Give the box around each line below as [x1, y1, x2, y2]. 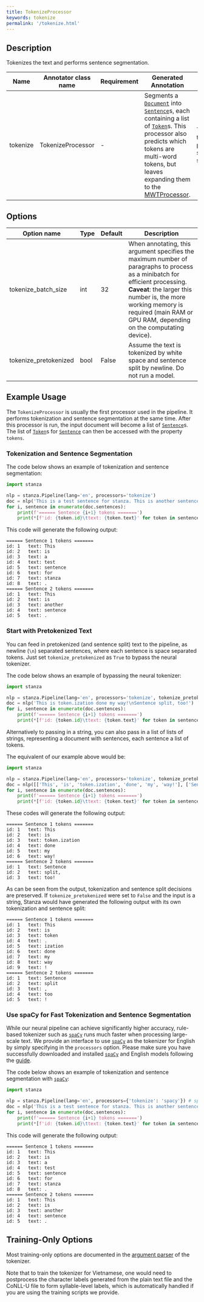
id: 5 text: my [6, 848, 50, 854]
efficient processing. [128, 278, 187, 286]
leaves [144, 168, 163, 176]
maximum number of [128, 255, 188, 263]
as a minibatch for [128, 270, 180, 278]
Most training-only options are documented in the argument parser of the [6, 1251, 190, 1258]
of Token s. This [144, 122, 186, 130]
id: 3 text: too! [6, 875, 56, 881]
